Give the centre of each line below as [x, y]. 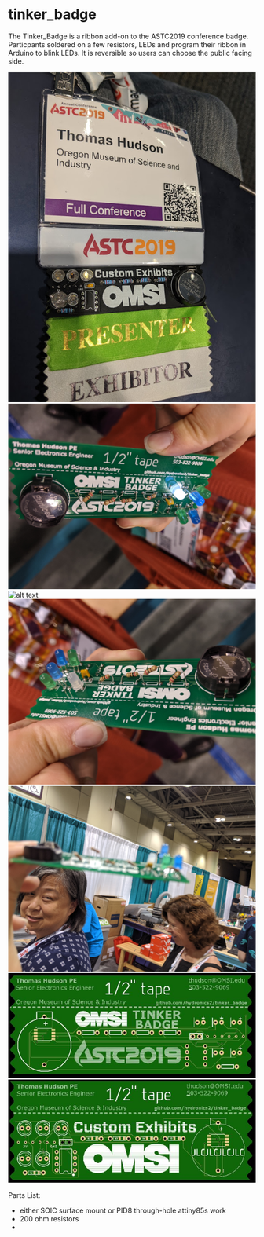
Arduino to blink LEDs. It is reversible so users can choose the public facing [130, 53]
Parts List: [24, 1195]
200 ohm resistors [49, 1218]
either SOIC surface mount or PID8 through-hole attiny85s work [123, 1210]
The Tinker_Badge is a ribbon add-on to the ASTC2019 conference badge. [128, 36]
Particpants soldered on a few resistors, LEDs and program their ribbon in [127, 44]
